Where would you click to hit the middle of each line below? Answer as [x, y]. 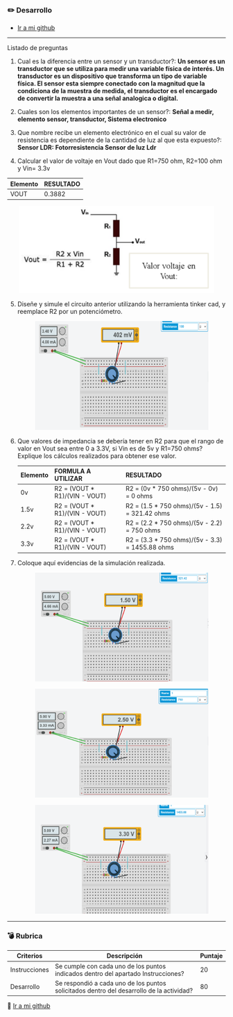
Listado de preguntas [37, 48]
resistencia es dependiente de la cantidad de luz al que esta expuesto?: [119, 140]
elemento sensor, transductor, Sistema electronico [92, 119]
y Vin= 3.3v [34, 168]
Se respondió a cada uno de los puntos [111, 983]
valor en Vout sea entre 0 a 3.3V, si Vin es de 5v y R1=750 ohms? [110, 448]
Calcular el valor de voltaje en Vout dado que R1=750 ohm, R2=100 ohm [120, 161]
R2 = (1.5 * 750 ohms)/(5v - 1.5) [174, 505]
